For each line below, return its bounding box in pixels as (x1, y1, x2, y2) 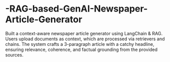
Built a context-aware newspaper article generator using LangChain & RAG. (5, 30, 163, 36)
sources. (5, 51, 24, 58)
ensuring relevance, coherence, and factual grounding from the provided (5, 46, 158, 52)
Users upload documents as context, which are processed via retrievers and (5, 36, 165, 42)
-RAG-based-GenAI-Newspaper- (5, 3, 148, 15)
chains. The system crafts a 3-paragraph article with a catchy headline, (5, 41, 155, 47)
